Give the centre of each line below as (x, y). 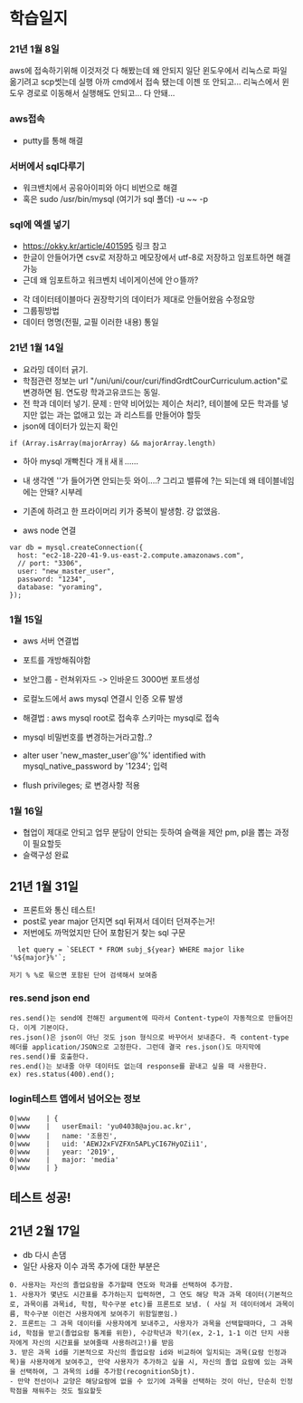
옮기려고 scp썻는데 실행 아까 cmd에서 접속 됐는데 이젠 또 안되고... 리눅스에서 (145, 82)
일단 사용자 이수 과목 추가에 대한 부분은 (91, 1266)
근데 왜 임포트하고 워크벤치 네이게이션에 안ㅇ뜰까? (110, 280)
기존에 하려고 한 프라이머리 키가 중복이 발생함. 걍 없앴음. (121, 511)
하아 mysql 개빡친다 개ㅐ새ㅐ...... (80, 461)
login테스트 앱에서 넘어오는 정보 (75, 1099)
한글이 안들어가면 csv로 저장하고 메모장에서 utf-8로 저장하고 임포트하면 (148, 257)
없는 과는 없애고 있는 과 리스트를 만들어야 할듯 (120, 414)
